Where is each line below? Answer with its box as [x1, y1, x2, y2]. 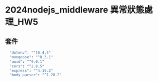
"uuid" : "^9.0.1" [9, 59, 45, 64]
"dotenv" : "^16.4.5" [9, 50, 51, 55]
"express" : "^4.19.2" [9, 68, 53, 73]
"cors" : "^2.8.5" [9, 64, 45, 68]
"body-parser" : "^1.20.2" [9, 73, 62, 78]
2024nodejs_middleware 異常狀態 [5, 4, 144, 15]
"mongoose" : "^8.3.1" [9, 55, 53, 59]
